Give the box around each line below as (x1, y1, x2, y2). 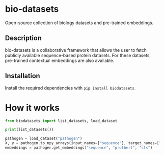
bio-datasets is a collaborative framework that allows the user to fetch (5, 47, 147, 53)
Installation (5, 72, 40, 80)
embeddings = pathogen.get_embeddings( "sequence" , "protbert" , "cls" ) (5, 145, 153, 150)
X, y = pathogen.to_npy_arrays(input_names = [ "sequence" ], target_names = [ (5, 141, 160, 146)
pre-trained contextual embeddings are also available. (5, 58, 114, 63)
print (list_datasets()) (5, 127, 54, 132)
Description (5, 34, 42, 42)
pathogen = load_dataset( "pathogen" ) (5, 136, 82, 141)
